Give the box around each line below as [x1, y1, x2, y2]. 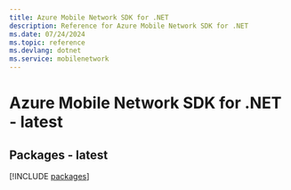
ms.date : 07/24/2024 [9, 29, 86, 38]
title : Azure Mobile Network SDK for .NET [9, 12, 169, 22]
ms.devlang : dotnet [9, 46, 82, 55]
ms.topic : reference [9, 37, 86, 47]
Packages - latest [9, 147, 109, 162]
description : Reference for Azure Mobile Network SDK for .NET [9, 21, 249, 30]
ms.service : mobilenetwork [9, 54, 109, 63]
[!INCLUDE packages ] [9, 171, 90, 181]
